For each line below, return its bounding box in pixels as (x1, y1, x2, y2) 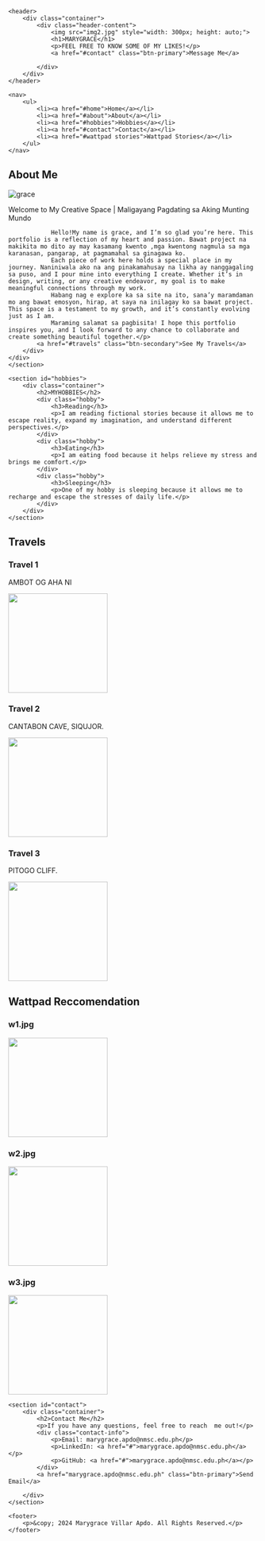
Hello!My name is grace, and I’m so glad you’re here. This (50, 228, 254, 236)
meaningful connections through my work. (8, 284, 148, 292)
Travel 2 (8, 704, 40, 715)
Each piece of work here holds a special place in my (50, 256, 232, 264)
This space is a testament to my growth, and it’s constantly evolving (8, 305, 250, 313)
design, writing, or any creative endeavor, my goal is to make (8, 277, 225, 285)
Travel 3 (8, 848, 40, 859)
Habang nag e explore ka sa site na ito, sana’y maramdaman (50, 291, 254, 299)
